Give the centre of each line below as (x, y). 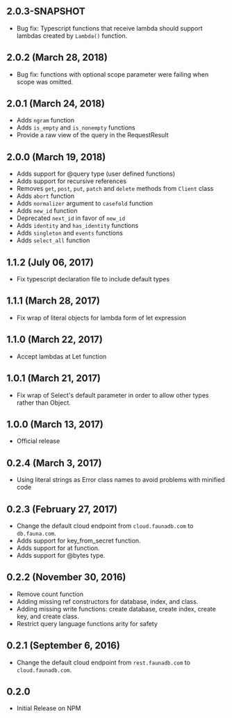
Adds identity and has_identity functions (77, 226)
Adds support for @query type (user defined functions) (96, 174)
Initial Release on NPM (49, 708)
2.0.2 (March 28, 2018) (57, 57)
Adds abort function (45, 196)
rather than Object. (43, 403)
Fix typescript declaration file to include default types (93, 279)
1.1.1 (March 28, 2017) (53, 301)
